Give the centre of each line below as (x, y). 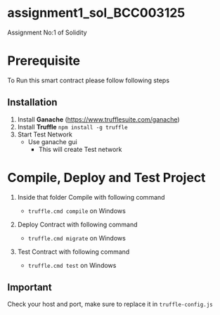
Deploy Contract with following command (78, 224)
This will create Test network (80, 149)
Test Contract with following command (73, 252)
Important (30, 287)
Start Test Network (45, 134)
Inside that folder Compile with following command (91, 197)
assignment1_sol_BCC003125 (96, 13)
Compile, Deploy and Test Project (106, 178)
